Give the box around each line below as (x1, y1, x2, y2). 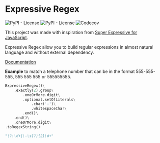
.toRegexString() (5, 124, 41, 129)
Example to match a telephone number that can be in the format (5, 68, 135, 74)
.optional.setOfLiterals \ (23, 97, 76, 102)
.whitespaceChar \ (31, 106, 67, 111)
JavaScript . (5, 35, 28, 40)
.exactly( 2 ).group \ (14, 88, 54, 93)
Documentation (5, 59, 36, 65)
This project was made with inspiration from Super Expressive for (5, 29, 137, 35)
